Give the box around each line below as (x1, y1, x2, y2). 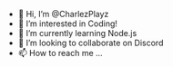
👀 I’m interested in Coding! (17, 18, 118, 29)
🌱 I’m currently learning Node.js (17, 28, 137, 38)
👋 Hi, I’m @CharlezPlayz (17, 9, 109, 19)
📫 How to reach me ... (17, 48, 103, 58)
